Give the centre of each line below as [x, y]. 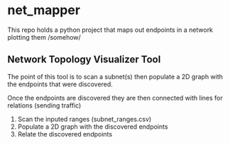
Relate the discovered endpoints [65, 134]
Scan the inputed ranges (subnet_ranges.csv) [84, 119]
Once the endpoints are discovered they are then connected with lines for [115, 98]
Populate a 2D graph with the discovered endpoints [93, 127]
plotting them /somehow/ [44, 37]
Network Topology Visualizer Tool [84, 60]
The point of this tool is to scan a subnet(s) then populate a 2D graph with [115, 76]
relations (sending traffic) [44, 105]
